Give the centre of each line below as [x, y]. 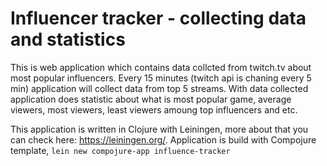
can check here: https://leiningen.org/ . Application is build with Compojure [163, 139]
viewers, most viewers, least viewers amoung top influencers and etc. [154, 109]
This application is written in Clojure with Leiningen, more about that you [159, 129]
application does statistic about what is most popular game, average [151, 99]
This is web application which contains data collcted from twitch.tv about [161, 67]
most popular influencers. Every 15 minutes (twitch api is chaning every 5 [161, 78]
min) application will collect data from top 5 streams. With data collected [159, 88]
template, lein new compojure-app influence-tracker [120, 150]
